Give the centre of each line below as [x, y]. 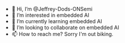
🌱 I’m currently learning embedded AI [57, 21]
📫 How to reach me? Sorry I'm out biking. [62, 34]
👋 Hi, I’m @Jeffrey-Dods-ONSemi [52, 9]
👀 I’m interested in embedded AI [50, 15]
